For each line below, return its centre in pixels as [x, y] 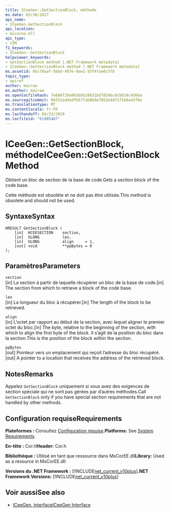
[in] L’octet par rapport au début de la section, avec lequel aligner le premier [85, 322]
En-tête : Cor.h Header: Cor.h [36, 446]
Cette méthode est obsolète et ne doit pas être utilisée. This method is [78, 195]
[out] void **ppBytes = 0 [53, 246]
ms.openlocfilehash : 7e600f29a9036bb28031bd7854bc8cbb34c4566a [74, 95]
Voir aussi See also [35, 492]
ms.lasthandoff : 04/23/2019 [35, 114]
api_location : [20, 29]
